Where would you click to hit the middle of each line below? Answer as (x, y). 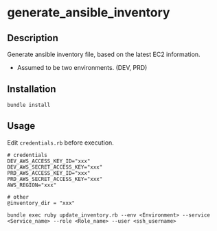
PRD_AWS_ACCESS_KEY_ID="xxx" (49, 173)
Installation (32, 89)
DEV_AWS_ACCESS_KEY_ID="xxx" (49, 161)
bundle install (29, 105)
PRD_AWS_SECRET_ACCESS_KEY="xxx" (55, 179)
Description (33, 38)
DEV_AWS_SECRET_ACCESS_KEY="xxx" (55, 167)
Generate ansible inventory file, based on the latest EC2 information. (104, 54)
